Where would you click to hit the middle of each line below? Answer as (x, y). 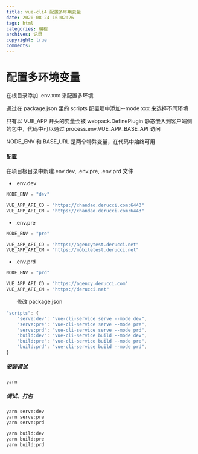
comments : (19, 46)
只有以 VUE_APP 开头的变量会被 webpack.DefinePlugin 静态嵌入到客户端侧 (99, 121)
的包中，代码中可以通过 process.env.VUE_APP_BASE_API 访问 (84, 128)
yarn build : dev (25, 433)
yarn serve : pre (25, 417)
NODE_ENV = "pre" (28, 234)
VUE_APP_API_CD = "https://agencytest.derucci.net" (72, 245)
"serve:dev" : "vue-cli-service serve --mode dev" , (82, 318)
